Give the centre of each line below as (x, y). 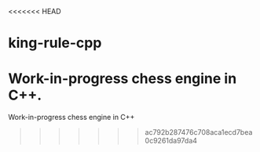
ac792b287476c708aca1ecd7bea (199, 132)
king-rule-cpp (55, 43)
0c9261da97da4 (171, 141)
